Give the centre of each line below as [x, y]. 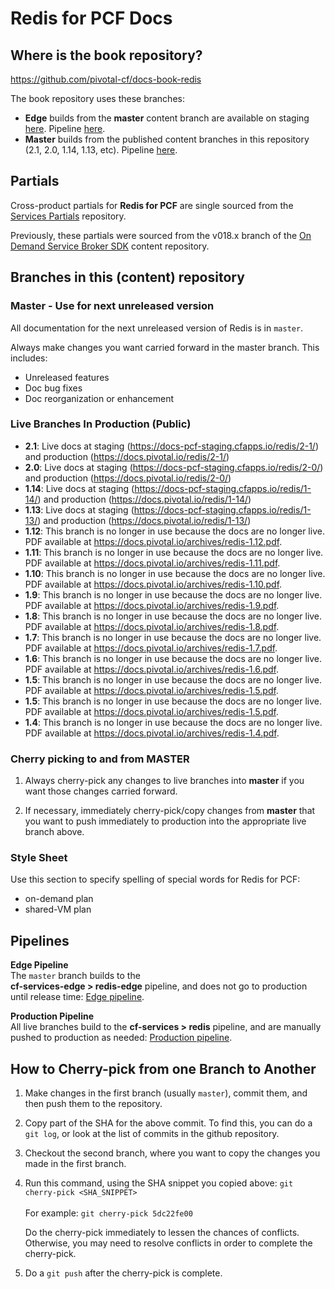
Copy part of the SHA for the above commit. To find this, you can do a [168, 1123]
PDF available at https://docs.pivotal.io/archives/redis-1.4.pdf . [152, 733]
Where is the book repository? [106, 55]
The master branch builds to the [75, 976]
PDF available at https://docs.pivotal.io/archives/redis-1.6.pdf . [152, 669]
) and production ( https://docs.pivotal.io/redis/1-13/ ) [144, 520]
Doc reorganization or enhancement [99, 398]
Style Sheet [39, 858]
